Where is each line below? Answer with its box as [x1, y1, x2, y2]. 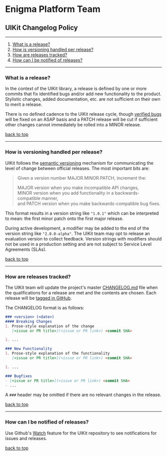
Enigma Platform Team [5, 3, 101, 15]
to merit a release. [5, 101, 42, 108]
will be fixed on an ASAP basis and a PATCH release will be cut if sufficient [5, 116, 158, 123]
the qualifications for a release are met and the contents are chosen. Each [5, 289, 157, 295]
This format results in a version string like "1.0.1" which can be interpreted [5, 210, 159, 216]
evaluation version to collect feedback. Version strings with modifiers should [5, 235, 162, 241]
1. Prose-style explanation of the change [5, 323, 94, 329]
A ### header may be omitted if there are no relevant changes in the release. [5, 392, 162, 398]
